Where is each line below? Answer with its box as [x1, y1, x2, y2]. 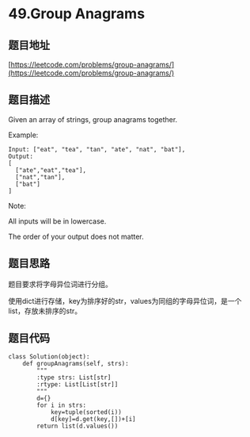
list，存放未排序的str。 [8, 306, 81, 316]
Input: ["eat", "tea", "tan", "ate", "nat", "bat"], [8, 145, 186, 153]
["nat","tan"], [15, 173, 66, 181]
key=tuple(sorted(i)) [50, 408, 123, 416]
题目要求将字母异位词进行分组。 [8, 279, 112, 289]
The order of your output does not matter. [8, 232, 144, 241]
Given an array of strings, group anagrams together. [8, 114, 178, 124]
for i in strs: [36, 401, 87, 409]
